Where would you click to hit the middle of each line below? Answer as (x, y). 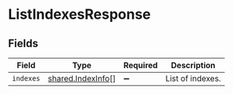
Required (140, 65)
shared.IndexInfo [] (82, 78)
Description (193, 65)
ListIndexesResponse (79, 14)
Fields (23, 43)
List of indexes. (193, 78)
